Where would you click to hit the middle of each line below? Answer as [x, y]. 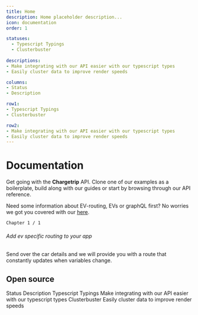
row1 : [13, 104]
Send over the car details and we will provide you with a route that [86, 254]
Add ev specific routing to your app [49, 236]
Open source [30, 279]
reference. [19, 195]
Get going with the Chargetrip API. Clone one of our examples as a [88, 182]
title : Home [21, 12]
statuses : [18, 39]
